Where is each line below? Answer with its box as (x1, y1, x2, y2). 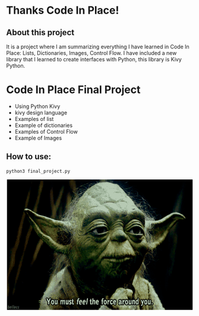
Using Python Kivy (14, 103, 61, 110)
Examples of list (14, 115, 54, 122)
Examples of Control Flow (14, 128, 78, 135)
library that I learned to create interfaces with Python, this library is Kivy (6, 56, 182, 63)
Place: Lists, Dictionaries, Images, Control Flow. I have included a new (6, 49, 177, 57)
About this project (6, 27, 75, 38)
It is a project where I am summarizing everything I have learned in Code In (6, 43, 190, 50)
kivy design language (14, 109, 67, 116)
